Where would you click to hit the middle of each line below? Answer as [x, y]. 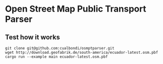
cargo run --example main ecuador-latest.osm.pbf [57, 57]
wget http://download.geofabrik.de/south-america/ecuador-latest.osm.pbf [82, 52]
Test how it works [32, 37]
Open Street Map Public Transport [76, 9]
